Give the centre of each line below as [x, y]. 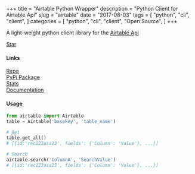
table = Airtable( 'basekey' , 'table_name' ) [61, 122]
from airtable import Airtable [45, 116]
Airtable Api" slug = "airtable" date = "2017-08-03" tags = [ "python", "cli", [98, 15]
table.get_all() [26, 138]
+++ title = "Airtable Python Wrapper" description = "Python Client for [92, 9]
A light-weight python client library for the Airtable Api [72, 33]
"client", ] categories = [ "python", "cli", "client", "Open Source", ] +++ [92, 21]
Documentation [25, 90]
